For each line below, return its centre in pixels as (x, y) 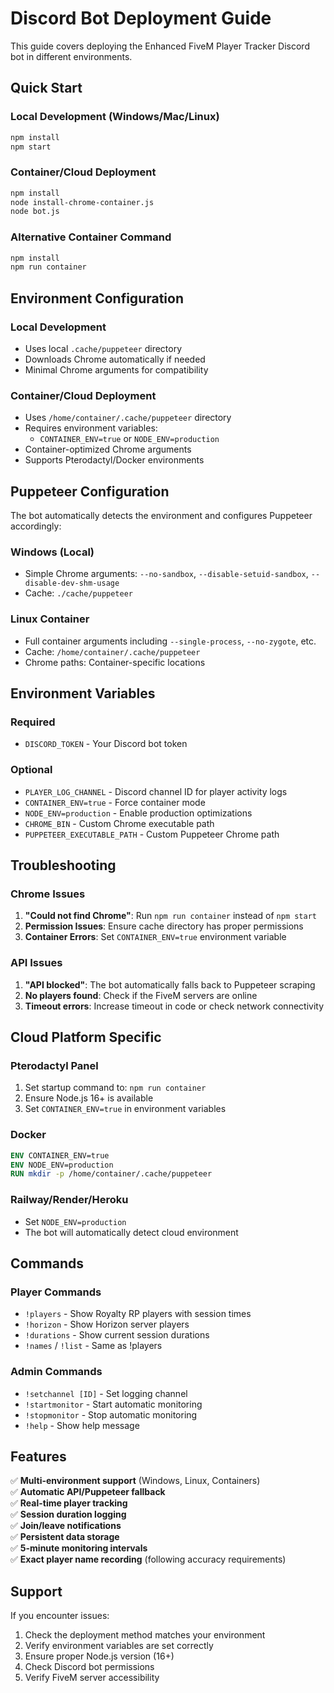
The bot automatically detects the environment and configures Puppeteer (161, 516)
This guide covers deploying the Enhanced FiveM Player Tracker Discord (160, 46)
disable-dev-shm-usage (72, 583)
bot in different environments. (71, 56)
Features (38, 1456)
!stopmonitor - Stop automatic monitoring (111, 1414)
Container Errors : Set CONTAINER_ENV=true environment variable (155, 937)
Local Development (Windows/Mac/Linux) (115, 117)
